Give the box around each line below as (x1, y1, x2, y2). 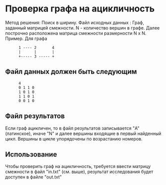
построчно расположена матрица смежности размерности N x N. (5, 30, 147, 36)
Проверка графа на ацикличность (5, 3, 155, 14)
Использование (5, 150, 57, 158)
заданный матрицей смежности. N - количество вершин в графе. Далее (5, 24, 160, 30)
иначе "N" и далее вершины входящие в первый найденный (33, 130, 162, 136)
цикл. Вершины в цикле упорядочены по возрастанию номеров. (5, 135, 143, 141)
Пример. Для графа (5, 35, 47, 41)
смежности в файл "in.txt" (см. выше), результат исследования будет (5, 168, 154, 175)
